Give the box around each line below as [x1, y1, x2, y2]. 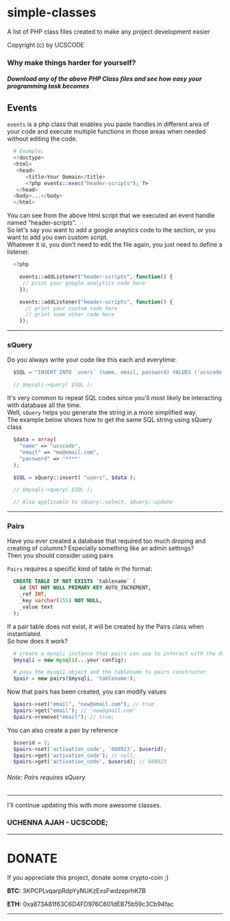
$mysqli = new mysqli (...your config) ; [13, 656, 127, 663]
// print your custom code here [25, 305, 118, 312]
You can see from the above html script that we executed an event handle [7, 211, 215, 220]
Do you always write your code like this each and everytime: [7, 356, 177, 364]
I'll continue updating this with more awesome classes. [7, 800, 162, 809]
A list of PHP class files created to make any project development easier [7, 27, 211, 36]
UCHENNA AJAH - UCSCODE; [7, 818, 108, 827]
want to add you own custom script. [7, 233, 108, 241]
